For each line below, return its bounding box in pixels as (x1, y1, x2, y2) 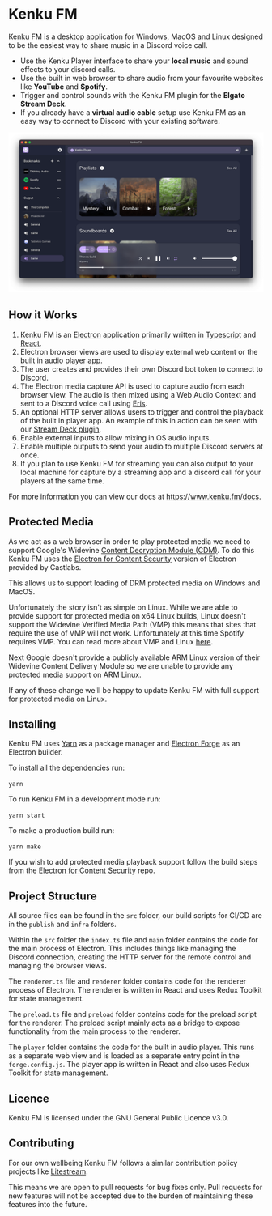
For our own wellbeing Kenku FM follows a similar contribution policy (8, 1158, 238, 1167)
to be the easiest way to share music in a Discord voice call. (8, 40, 208, 49)
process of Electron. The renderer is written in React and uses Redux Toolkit (8, 985, 263, 995)
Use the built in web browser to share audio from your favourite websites (19, 73, 264, 83)
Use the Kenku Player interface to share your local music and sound (19, 56, 249, 66)
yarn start (8, 811, 45, 820)
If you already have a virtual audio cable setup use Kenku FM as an (19, 107, 247, 117)
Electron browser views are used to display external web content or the (19, 347, 258, 356)
